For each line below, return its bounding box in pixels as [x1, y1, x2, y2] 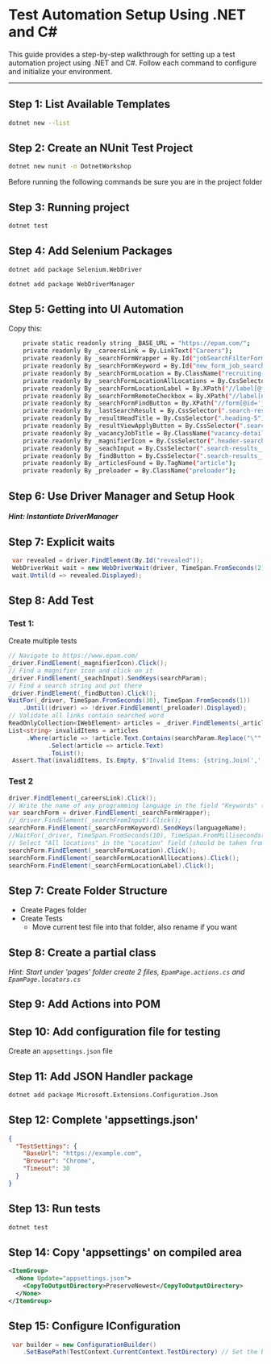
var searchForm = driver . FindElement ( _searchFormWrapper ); [8, 809, 211, 817]
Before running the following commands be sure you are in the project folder [8, 177, 263, 187]
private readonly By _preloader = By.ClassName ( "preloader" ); [23, 467, 236, 475]
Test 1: [8, 618, 35, 629]
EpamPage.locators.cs [8, 975, 81, 984]
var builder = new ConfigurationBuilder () [11, 1341, 157, 1349]
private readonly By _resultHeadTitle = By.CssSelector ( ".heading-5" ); [23, 414, 269, 422]
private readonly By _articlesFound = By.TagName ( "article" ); [23, 460, 236, 468]
